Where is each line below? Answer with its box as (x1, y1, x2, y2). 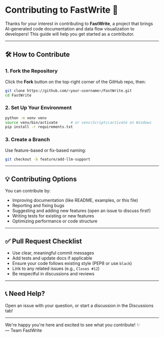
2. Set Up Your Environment (5, 104, 72, 111)
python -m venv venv (5, 115, 47, 120)
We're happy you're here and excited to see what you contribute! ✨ (5, 322, 141, 328)
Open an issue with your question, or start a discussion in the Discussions (5, 302, 154, 308)
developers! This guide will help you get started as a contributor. (5, 31, 135, 37)
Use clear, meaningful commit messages (12, 250, 94, 256)
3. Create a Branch (5, 136, 50, 143)
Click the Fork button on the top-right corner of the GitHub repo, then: (5, 78, 146, 85)
